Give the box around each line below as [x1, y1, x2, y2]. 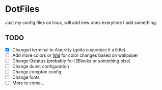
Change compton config [12, 69, 62, 74]
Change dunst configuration [12, 63, 70, 69]
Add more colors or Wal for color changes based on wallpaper [12, 52, 138, 58]
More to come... [12, 80, 45, 86]
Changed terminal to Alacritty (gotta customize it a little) [12, 46, 126, 52]
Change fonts [12, 74, 40, 80]
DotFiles [5, 3, 40, 15]
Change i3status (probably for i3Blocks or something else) [12, 58, 131, 64]
